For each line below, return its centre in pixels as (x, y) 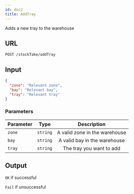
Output (16, 166)
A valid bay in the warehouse (92, 140)
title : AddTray (21, 14)
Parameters (19, 111)
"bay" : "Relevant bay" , (33, 90)
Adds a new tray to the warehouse (40, 28)
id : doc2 (14, 10)
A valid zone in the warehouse (91, 132)
